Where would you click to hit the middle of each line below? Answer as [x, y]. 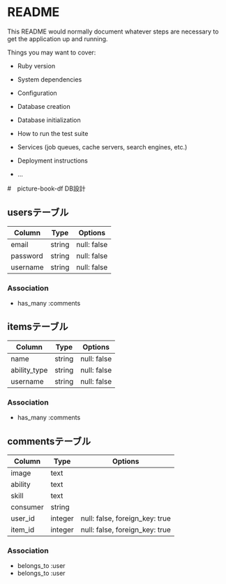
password [27, 255]
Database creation [44, 106]
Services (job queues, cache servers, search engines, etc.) [102, 147]
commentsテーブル [49, 441]
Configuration [37, 93]
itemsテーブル [38, 327]
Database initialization [49, 120]
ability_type [29, 370]
